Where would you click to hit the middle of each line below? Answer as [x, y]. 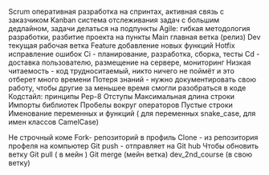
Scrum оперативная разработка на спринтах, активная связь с [116, 12]
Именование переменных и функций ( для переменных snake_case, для [132, 113]
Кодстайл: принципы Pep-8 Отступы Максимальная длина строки [122, 96]
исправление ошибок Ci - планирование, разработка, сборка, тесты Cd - [134, 54]
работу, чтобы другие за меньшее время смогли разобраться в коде [127, 88]
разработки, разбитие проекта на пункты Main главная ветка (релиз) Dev [134, 37]
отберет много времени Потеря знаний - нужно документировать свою [132, 80]
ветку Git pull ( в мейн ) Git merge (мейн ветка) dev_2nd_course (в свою [130, 154]
